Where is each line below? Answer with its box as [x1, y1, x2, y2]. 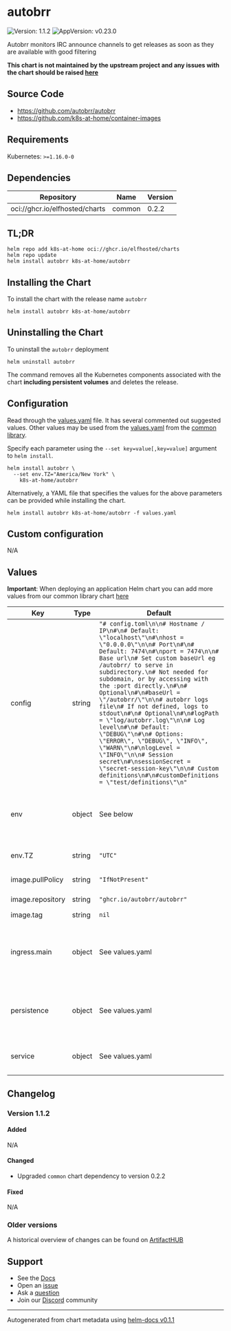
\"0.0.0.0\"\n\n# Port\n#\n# [99, 641, 195, 648]
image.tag [10, 910, 43, 920]
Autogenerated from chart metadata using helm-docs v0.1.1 [7, 1316, 175, 1324]
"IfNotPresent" [99, 876, 149, 884]
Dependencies [7, 172, 71, 183]
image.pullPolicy [10, 875, 64, 885]
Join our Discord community [16, 1296, 98, 1304]
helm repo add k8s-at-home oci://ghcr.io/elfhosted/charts [7, 246, 180, 253]
